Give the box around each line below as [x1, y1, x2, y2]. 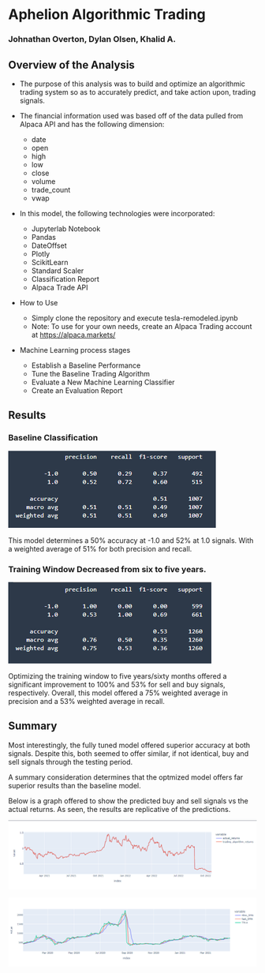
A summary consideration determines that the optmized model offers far [8, 772, 244, 782]
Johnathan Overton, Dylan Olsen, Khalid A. [8, 34, 176, 45]
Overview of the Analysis [8, 58, 136, 72]
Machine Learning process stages [19, 345, 131, 354]
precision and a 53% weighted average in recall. [8, 696, 166, 705]
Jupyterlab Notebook [31, 223, 101, 234]
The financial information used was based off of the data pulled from [19, 110, 244, 120]
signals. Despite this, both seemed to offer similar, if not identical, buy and [8, 748, 249, 758]
